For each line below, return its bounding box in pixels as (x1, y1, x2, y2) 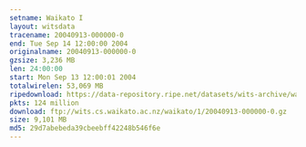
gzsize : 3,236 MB (9, 56, 76, 65)
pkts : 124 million (9, 98, 79, 108)
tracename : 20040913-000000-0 (9, 30, 125, 39)
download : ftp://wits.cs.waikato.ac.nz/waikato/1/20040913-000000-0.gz (9, 107, 287, 116)
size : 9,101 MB (9, 115, 67, 124)
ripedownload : (9, 89, 64, 99)
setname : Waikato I (9, 13, 84, 23)
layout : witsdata (9, 22, 76, 31)
